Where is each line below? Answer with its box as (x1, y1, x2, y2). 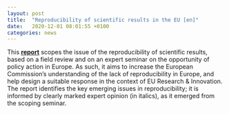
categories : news (7, 29, 57, 36)
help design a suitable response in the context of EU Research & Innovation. (7, 77, 223, 86)
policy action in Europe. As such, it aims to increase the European (7, 62, 194, 71)
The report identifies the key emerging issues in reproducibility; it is (7, 84, 199, 93)
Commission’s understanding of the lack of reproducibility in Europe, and (7, 70, 215, 78)
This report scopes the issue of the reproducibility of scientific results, (7, 48, 208, 56)
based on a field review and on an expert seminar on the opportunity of (7, 56, 210, 64)
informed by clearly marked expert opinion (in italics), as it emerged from (7, 92, 215, 100)
